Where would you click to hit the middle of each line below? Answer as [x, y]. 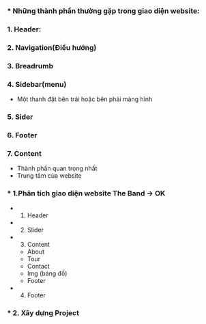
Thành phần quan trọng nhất [57, 168]
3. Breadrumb [30, 66]
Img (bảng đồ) [47, 273]
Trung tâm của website [49, 176]
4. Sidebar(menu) [37, 84]
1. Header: [24, 29]
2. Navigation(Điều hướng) [52, 47]
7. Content [25, 153]
